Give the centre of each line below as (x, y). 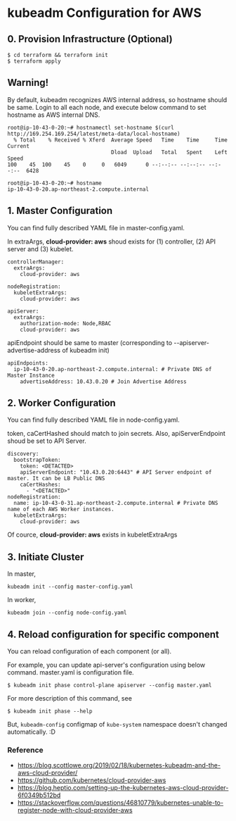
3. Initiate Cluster (46, 557)
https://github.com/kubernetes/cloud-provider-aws (92, 780)
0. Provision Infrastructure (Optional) (90, 39)
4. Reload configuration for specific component (113, 634)
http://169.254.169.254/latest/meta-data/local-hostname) (94, 134)
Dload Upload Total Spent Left (170, 152)
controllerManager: (36, 262)
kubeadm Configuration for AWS (104, 13)
